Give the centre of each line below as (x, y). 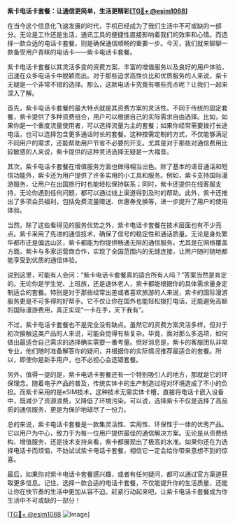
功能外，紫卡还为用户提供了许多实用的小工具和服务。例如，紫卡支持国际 (117, 175)
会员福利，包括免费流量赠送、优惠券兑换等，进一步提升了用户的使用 (129, 201)
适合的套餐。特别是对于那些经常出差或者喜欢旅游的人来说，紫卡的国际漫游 (120, 292)
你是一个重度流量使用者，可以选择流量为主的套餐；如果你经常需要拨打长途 (120, 125)
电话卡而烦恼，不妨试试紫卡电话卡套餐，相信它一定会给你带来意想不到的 (117, 451)
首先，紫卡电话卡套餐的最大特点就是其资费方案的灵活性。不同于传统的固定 (114, 108)
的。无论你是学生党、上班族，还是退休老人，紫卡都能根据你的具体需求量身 (114, 283)
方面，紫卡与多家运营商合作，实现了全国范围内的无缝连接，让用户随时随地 (114, 251)
